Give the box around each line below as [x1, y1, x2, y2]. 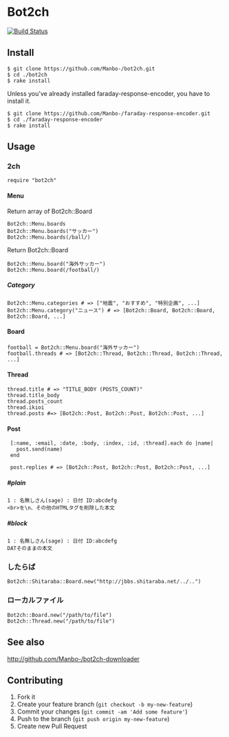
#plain [7, 478, 26, 487]
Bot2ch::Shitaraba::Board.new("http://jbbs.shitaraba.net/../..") [7, 578, 201, 585]
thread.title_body [7, 392, 60, 399]
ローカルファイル [7, 596, 64, 605]
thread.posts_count [7, 398, 63, 405]
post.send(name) [16, 446, 63, 453]
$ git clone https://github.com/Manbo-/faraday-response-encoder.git [7, 110, 211, 117]
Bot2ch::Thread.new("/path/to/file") [7, 618, 116, 625]
